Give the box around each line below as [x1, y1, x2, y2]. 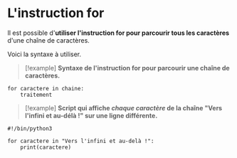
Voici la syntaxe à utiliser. [7, 50, 82, 58]
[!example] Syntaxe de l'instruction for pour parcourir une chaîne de [24, 63, 230, 72]
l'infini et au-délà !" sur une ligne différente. [24, 111, 158, 120]
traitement [20, 91, 53, 98]
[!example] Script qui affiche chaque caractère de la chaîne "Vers [24, 103, 223, 112]
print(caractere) [20, 144, 72, 151]
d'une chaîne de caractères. [7, 36, 90, 44]
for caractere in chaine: [7, 85, 84, 92]
